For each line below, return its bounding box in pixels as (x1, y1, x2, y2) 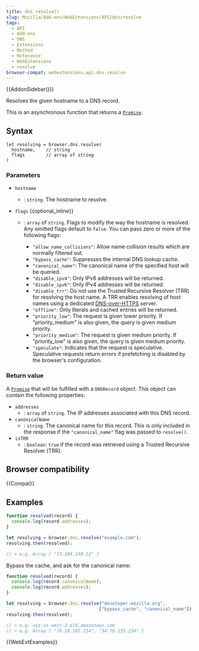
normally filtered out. (32, 249, 84, 257)
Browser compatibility (6, 464, 90, 475)
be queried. (32, 268, 61, 276)
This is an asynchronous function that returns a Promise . (6, 109, 143, 116)
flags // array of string (11, 152, 94, 158)
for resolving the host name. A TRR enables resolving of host (32, 293, 181, 301)
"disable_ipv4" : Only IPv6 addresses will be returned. (32, 274, 165, 282)
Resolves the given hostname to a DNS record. (6, 97, 120, 105)
